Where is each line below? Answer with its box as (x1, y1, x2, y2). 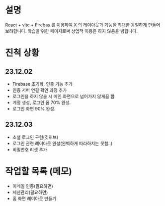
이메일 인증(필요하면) (12, 183, 53, 189)
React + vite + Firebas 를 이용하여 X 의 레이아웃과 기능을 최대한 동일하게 (5, 22, 148, 28)
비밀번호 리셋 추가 (12, 147, 47, 153)
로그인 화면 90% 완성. (12, 105, 56, 111)
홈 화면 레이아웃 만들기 (12, 195, 57, 201)
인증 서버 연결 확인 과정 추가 (12, 87, 67, 93)
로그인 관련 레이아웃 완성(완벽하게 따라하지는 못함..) (12, 140, 113, 146)
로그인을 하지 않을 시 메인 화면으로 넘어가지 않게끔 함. (12, 93, 116, 99)
